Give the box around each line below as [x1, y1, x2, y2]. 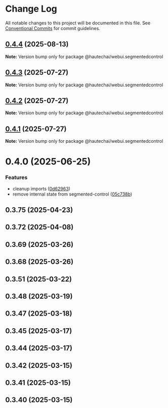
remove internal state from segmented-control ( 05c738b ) [12, 191, 133, 197]
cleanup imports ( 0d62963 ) [12, 185, 71, 192]
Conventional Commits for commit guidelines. [5, 25, 100, 31]
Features [5, 174, 28, 181]
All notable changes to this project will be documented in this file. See [5, 20, 151, 26]
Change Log [5, 3, 57, 15]
